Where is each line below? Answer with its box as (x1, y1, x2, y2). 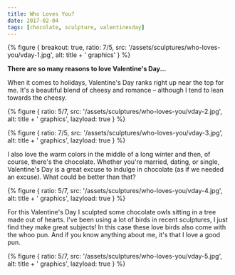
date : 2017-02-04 (7, 17, 59, 24)
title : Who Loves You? (7, 10, 75, 18)
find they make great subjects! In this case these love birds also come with (7, 223, 226, 232)
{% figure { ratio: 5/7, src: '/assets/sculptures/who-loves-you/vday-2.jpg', (7, 108, 223, 116)
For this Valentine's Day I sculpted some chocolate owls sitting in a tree (7, 208, 216, 217)
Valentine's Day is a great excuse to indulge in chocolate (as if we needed (7, 165, 224, 174)
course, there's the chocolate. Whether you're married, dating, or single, (7, 157, 220, 166)
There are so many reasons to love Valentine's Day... (7, 65, 167, 73)
